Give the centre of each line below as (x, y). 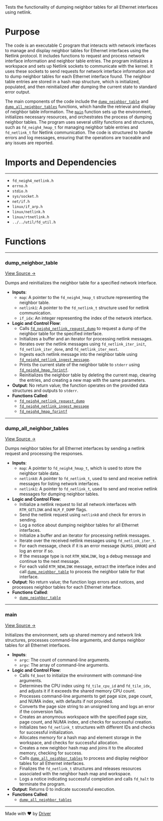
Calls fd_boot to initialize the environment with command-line (81, 675)
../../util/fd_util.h (34, 222)
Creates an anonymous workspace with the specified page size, (83, 717)
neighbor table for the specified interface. (61, 334)
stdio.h (20, 191)
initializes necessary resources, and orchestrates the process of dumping (78, 117)
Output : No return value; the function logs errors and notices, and (78, 582)
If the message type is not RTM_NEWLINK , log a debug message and (85, 556)
